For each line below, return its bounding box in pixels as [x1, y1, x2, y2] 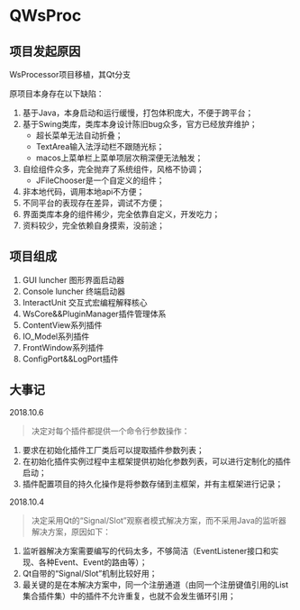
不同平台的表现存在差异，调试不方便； [22, 197, 165, 208]
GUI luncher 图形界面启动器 [22, 274, 124, 285]
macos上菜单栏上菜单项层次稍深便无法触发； [35, 152, 204, 163]
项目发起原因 [9, 43, 81, 59]
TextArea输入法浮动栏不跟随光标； [35, 141, 165, 151]
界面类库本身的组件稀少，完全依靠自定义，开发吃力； [22, 209, 221, 219]
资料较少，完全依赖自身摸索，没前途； [22, 220, 165, 231]
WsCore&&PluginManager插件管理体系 [22, 308, 167, 319]
